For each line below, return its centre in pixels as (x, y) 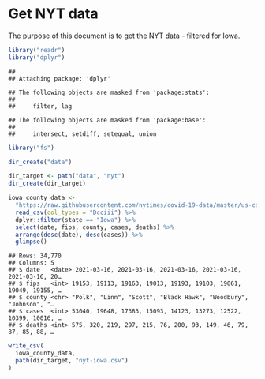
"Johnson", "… (32, 305)
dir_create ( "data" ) (40, 162)
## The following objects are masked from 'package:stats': (109, 92)
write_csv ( (26, 346)
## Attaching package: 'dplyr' (60, 79)
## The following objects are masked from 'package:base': (107, 120)
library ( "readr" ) (37, 50)
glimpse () (31, 242)
